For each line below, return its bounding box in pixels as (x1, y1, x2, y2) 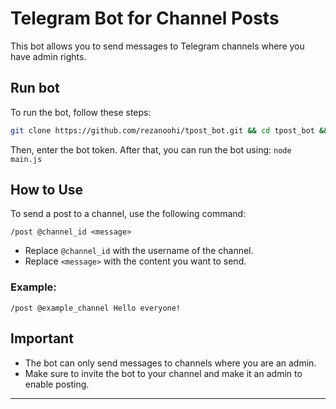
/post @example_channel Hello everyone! (10, 303, 182, 313)
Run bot (10, 80, 60, 97)
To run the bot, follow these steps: (10, 106, 152, 118)
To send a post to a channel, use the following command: (10, 208, 247, 220)
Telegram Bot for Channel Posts (10, 7, 280, 30)
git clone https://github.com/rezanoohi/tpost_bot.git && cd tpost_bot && (10, 125, 329, 136)
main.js (10, 154, 43, 164)
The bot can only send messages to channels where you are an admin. (24, 357, 317, 369)
